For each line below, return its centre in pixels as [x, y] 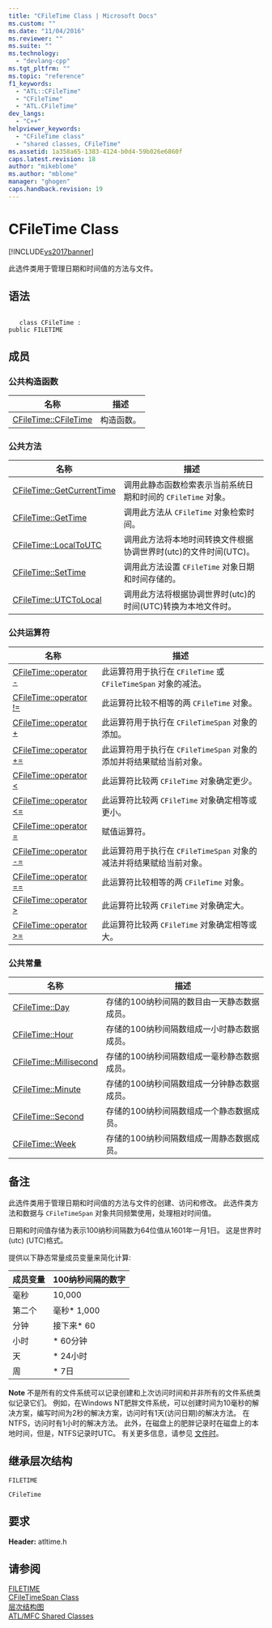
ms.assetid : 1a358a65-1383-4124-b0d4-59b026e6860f [96, 151]
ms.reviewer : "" [36, 38]
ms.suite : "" [30, 46]
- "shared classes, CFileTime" [68, 144]
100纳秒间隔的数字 [89, 1279]
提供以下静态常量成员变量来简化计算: [70, 1257]
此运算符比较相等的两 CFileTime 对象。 [175, 882]
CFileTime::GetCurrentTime [64, 491]
